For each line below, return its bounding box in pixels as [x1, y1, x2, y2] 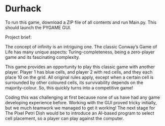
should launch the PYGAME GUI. [5, 24, 71, 30]
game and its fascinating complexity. [5, 54, 80, 60]
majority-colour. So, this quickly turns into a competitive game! [5, 84, 133, 90]
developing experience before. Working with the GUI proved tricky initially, [5, 99, 157, 105]
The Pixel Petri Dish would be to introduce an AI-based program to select [5, 110, 155, 116]
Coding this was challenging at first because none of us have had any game [5, 94, 160, 100]
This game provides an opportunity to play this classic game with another [5, 64, 155, 70]
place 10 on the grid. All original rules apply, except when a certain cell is [5, 74, 154, 80]
